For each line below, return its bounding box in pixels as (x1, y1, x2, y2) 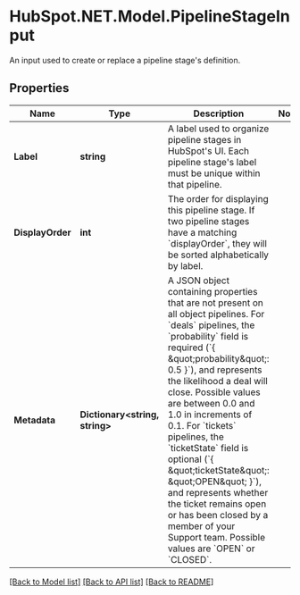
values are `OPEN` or (167, 542, 255, 555)
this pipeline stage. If (167, 204, 255, 216)
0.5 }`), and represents (167, 364, 262, 376)
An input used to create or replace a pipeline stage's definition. (9, 54, 241, 65)
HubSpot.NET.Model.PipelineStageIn (9, 6, 290, 27)
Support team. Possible (167, 531, 266, 543)
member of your (167, 520, 236, 532)
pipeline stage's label (167, 155, 257, 168)
